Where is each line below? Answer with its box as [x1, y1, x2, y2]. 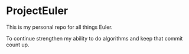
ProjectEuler [6, 4, 69, 18]
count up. [6, 41, 30, 48]
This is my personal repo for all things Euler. [6, 23, 113, 31]
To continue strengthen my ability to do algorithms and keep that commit [6, 35, 183, 42]
